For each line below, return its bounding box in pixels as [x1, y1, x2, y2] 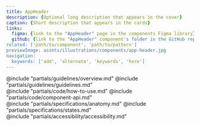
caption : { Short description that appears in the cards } [6, 20, 151, 26]
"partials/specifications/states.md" [6, 106, 92, 114]
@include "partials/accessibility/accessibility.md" [6, 112, 127, 119]
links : [6, 25, 23, 31]
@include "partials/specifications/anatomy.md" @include [6, 100, 146, 107]
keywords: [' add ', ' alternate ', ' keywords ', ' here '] [11, 58, 145, 64]
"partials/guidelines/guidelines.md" [6, 81, 93, 88]
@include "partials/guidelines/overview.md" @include [6, 75, 139, 82]
